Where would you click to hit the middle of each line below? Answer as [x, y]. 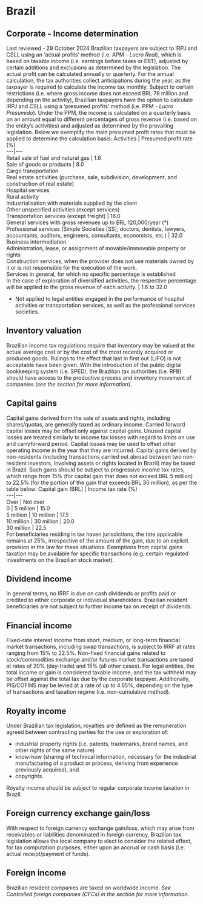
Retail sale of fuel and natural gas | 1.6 [54, 158]
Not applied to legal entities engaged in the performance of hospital [100, 299]
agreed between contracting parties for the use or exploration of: [88, 732]
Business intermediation [36, 242]
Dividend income [39, 579]
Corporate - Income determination [72, 34]
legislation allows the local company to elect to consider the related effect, [99, 841]
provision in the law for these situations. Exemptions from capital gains [95, 547]
